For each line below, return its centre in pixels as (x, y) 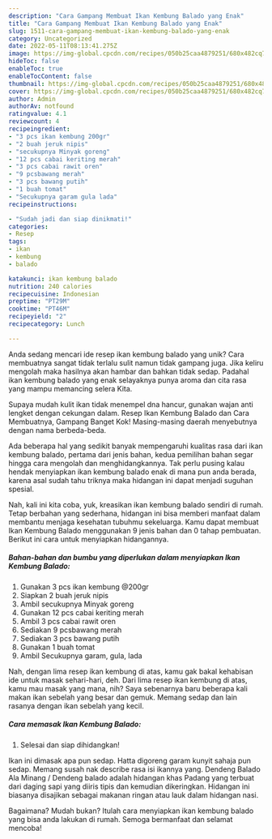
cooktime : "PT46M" (39, 309)
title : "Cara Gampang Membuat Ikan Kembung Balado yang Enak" (115, 24)
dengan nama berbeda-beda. (57, 430)
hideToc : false (34, 62)
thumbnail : (27, 83)
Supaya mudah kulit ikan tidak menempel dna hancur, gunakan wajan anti (131, 404)
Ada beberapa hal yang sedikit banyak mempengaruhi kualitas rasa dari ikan (136, 446)
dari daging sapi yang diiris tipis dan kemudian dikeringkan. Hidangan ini (129, 786)
